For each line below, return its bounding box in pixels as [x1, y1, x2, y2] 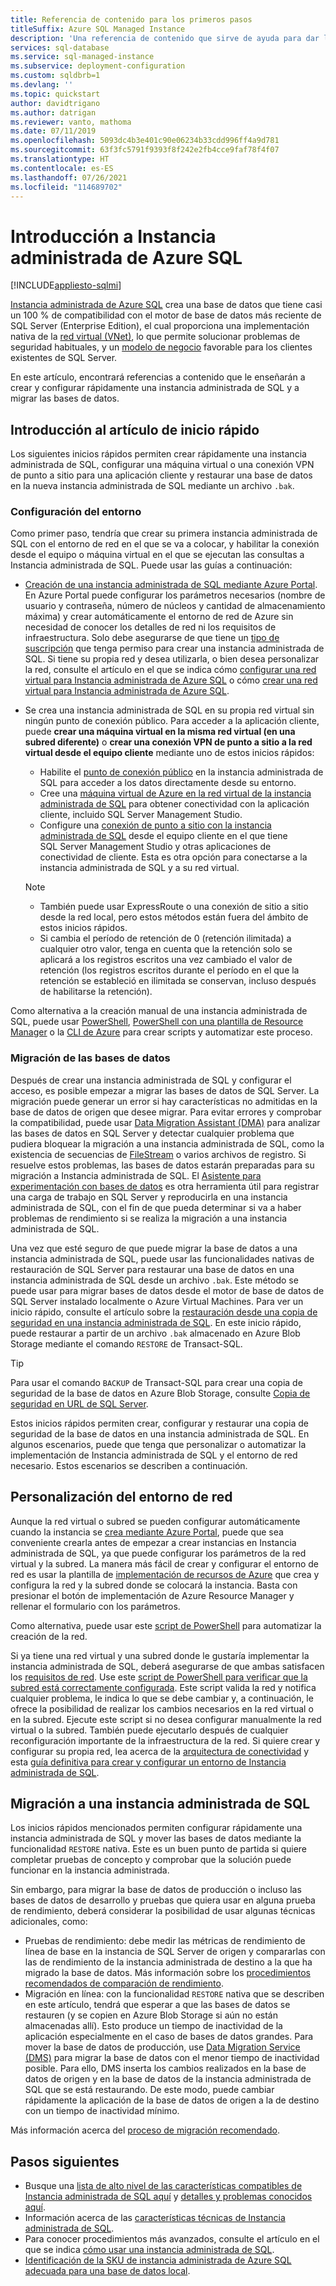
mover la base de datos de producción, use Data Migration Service [24, 2041, 301, 2053]
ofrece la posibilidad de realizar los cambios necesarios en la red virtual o [10, 1702, 314, 1715]
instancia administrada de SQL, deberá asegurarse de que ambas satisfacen [10, 1660, 325, 1672]
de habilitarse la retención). [39, 986, 153, 998]
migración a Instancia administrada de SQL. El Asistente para [10, 1169, 262, 1181]
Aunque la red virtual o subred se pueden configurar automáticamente [10, 1515, 301, 1527]
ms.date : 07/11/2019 [10, 126, 97, 136]
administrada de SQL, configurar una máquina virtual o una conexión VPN [10, 459, 315, 471]
